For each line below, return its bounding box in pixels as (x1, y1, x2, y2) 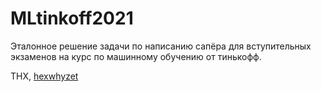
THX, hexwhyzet (10, 70, 79, 82)
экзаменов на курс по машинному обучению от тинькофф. (10, 50, 262, 62)
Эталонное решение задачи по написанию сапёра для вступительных (10, 40, 312, 52)
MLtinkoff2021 (10, 7, 134, 30)
